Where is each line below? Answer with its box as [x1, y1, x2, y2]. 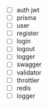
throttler [16, 76, 40, 84]
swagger [16, 60, 42, 68]
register [16, 29, 39, 37]
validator [16, 68, 42, 77]
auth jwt [16, 6, 40, 14]
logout [16, 45, 35, 53]
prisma [16, 14, 37, 22]
